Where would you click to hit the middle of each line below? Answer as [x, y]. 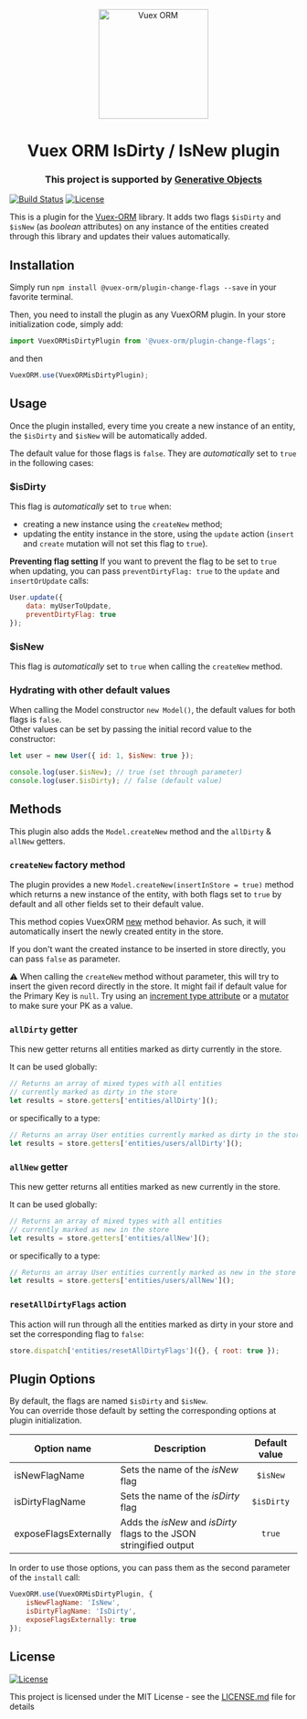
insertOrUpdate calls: [49, 581]
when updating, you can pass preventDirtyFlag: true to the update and [145, 571]
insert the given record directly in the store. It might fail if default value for [148, 986]
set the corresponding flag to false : [77, 1333]
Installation [42, 265]
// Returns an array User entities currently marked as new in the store [153, 1272]
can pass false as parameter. [65, 959]
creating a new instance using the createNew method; [122, 525]
